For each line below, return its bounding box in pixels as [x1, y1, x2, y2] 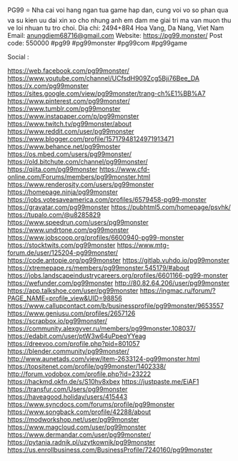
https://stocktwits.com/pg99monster [7, 241, 116, 249]
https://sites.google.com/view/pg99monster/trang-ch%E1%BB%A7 [7, 89, 206, 98]
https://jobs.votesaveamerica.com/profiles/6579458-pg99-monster [7, 196, 207, 203]
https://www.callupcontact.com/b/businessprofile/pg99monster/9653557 [7, 302, 224, 310]
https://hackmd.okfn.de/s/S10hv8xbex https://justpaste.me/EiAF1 [7, 378, 199, 385]
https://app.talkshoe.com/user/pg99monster [7, 286, 139, 295]
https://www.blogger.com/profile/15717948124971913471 [7, 135, 174, 143]
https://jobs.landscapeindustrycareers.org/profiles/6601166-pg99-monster [7, 271, 229, 280]
